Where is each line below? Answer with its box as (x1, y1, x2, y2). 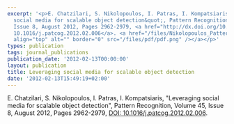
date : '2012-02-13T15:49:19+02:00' (7, 75, 111, 82)
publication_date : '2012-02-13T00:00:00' (7, 56, 130, 63)
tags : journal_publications (7, 49, 89, 56)
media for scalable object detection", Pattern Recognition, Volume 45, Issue (7, 102, 224, 110)
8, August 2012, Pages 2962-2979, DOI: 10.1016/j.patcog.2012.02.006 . (7, 109, 208, 117)
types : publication (7, 42, 64, 49)
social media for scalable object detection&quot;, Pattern (13, 17, 192, 24)
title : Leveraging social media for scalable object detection (7, 68, 195, 75)
